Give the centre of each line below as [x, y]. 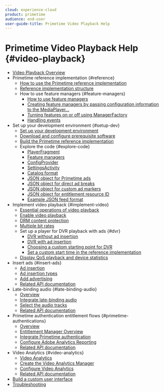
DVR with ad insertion [49, 242]
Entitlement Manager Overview [51, 332]
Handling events [44, 120]
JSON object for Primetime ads [59, 178]
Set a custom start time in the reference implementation [84, 252]
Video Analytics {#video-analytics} [48, 353]
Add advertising [36, 279]
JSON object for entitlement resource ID [68, 194]
